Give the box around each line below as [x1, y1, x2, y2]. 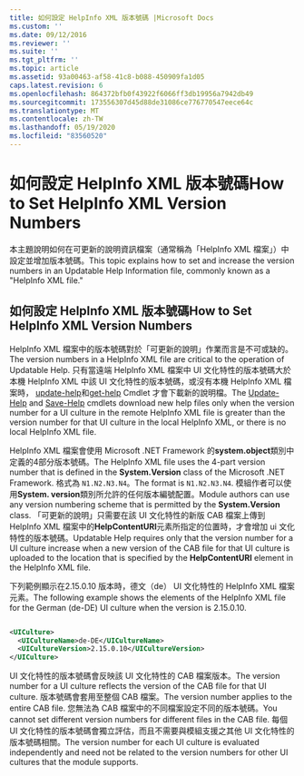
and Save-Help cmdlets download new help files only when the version [28, 397, 295, 408]
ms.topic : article [9, 64, 79, 74]
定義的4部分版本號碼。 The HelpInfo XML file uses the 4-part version [9, 456, 266, 467]
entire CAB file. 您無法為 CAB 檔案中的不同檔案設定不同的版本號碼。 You [9, 702, 279, 713]
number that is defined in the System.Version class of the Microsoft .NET [9, 467, 286, 477]
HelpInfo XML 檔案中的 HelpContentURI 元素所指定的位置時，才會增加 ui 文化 [9, 521, 295, 532]
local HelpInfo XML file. [9, 426, 97, 437]
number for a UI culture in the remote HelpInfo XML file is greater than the [9, 407, 286, 417]
